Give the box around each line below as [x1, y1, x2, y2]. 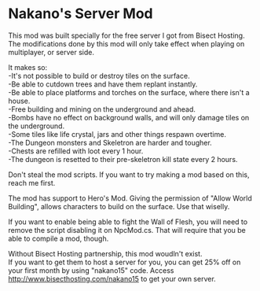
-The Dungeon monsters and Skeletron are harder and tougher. [8, 138, 212, 147]
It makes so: [8, 62, 48, 72]
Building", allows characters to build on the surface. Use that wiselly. [8, 201, 230, 211]
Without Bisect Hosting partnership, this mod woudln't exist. [8, 249, 203, 258]
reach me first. [8, 178, 56, 187]
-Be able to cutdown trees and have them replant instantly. [8, 79, 198, 89]
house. [8, 96, 31, 105]
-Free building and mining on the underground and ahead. [8, 104, 196, 114]
